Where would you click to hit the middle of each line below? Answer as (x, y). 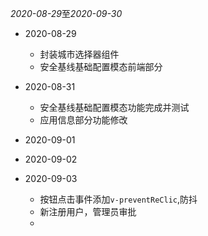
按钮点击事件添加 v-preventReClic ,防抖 (118, 199)
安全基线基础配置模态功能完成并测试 (114, 107)
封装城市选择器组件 (79, 54)
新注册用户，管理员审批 (88, 211)
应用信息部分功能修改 (83, 120)
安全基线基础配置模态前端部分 (101, 66)
